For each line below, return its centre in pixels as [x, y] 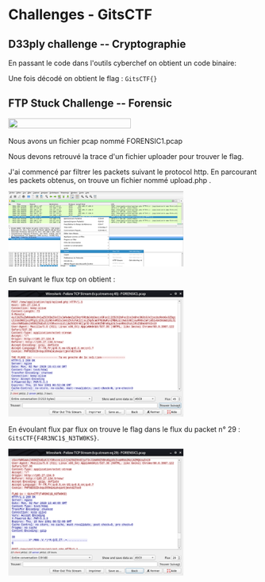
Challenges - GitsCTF [81, 15]
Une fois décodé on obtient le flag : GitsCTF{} [83, 78]
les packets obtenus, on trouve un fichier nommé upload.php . [110, 180]
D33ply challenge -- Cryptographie [97, 44]
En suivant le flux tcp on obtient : [62, 279]
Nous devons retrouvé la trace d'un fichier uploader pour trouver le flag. [126, 156]
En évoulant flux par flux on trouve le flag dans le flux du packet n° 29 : [124, 429]
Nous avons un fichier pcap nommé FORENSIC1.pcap [96, 141]
